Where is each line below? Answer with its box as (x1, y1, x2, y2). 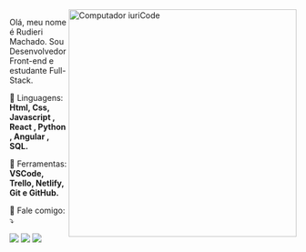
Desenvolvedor (9, 45, 66, 56)
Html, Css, (9, 102, 50, 113)
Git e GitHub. (9, 187, 59, 198)
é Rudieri (9, 26, 44, 37)
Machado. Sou (9, 36, 65, 46)
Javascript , (9, 112, 56, 122)
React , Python (9, 122, 66, 132)
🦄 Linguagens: (9, 93, 64, 103)
